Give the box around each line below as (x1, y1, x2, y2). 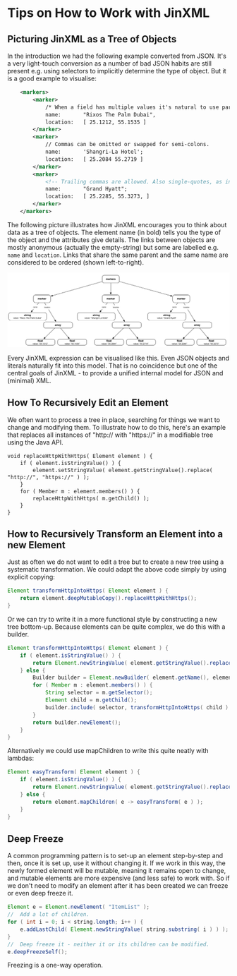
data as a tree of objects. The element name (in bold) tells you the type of (7, 228, 221, 236)
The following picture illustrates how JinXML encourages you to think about (7, 220, 227, 229)
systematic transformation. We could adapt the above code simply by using (7, 565, 227, 574)
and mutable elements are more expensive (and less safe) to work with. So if (7, 874, 230, 883)
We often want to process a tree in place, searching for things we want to (7, 415, 221, 424)
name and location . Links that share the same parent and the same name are (7, 251, 229, 259)
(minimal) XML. (7, 376, 51, 385)
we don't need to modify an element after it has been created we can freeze (7, 881, 229, 890)
